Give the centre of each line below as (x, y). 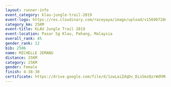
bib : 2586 (16, 48)
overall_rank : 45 (24, 39)
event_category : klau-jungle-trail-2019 (49, 15)
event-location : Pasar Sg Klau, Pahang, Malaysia (59, 34)
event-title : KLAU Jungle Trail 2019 (45, 29)
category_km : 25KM (25, 24)
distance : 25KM (21, 58)
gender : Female (21, 67)
